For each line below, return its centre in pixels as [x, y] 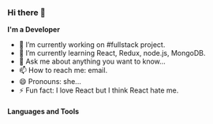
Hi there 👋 [27, 13]
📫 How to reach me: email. [63, 71]
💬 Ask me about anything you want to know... [92, 61]
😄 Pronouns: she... [50, 82]
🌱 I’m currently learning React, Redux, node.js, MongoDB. [112, 53]
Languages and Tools [43, 111]
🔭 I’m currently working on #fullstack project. [92, 45]
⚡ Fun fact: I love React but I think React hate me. [99, 90]
